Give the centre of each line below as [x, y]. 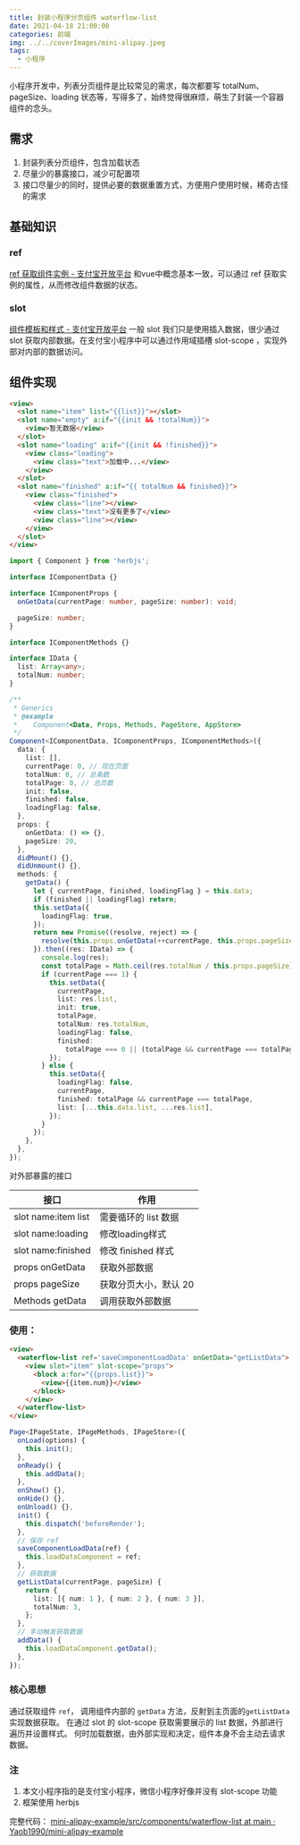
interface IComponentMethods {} [69, 642]
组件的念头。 [33, 108]
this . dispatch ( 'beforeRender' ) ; [85, 1524]
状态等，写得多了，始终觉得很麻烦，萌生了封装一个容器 [182, 97]
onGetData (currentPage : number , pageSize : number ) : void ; [128, 602]
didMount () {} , [46, 858]
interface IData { [43, 659]
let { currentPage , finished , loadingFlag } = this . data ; [143, 892]
